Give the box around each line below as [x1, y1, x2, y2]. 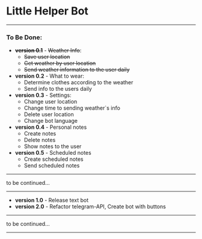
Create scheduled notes [23, 155, 84, 163]
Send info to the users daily [23, 85, 92, 93]
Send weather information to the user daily [23, 66, 130, 73]
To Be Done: [6, 33, 43, 42]
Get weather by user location [23, 60, 96, 67]
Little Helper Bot [6, 4, 89, 18]
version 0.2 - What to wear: [14, 72, 84, 79]
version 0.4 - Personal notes [14, 123, 87, 131]
